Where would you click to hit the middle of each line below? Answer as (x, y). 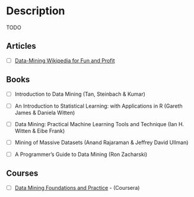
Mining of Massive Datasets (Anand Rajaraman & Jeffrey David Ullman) (101, 142)
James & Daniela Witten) (45, 112)
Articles (21, 46)
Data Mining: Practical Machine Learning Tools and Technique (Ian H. (99, 124)
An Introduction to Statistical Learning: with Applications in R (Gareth (98, 106)
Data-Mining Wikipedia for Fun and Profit (65, 60)
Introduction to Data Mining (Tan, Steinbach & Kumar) (80, 94)
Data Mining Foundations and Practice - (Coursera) (77, 187)
